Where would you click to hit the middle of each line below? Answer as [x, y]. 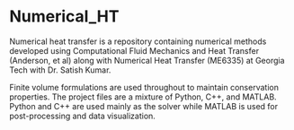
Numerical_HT [64, 17]
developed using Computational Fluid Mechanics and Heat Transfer [134, 50]
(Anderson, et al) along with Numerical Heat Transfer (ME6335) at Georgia [147, 60]
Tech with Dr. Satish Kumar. [60, 70]
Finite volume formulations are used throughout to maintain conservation [144, 87]
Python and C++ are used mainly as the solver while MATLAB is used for [144, 106]
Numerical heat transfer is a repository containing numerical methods [138, 41]
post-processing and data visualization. [82, 116]
